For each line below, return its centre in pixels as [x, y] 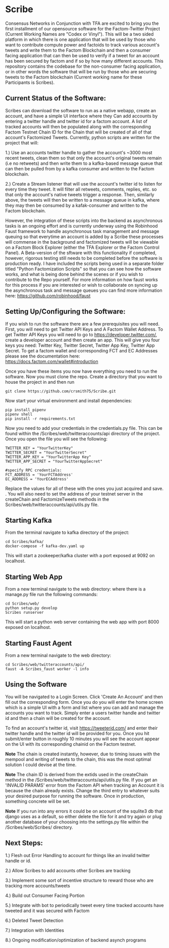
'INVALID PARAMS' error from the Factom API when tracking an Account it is [85, 785]
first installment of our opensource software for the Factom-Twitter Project [83, 28]
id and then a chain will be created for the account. [58, 718]
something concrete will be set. [38, 801]
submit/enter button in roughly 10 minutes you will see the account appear [82, 739]
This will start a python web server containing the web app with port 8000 [82, 622]
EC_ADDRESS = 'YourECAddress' [37, 479]
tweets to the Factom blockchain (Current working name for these [74, 77]
